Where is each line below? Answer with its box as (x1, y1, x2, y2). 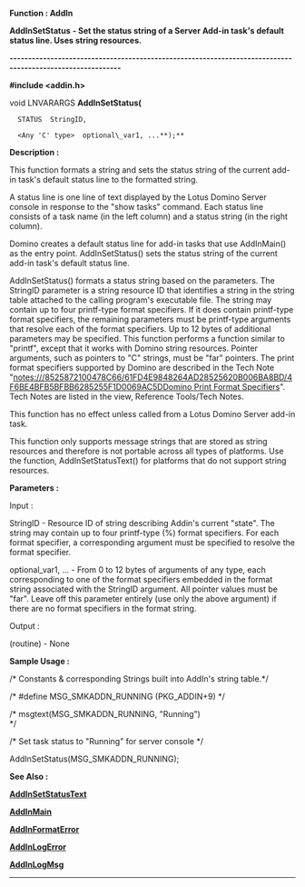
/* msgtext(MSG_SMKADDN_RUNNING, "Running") (9, 709, 202, 719)
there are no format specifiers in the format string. (9, 603, 197, 613)
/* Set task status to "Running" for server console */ (9, 736, 204, 746)
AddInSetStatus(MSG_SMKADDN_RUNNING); (9, 753, 180, 764)
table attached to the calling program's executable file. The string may (9, 294, 272, 305)
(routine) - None (9, 638, 70, 649)
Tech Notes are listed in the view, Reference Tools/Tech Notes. (9, 391, 244, 402)
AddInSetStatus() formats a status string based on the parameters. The (9, 275, 275, 285)
